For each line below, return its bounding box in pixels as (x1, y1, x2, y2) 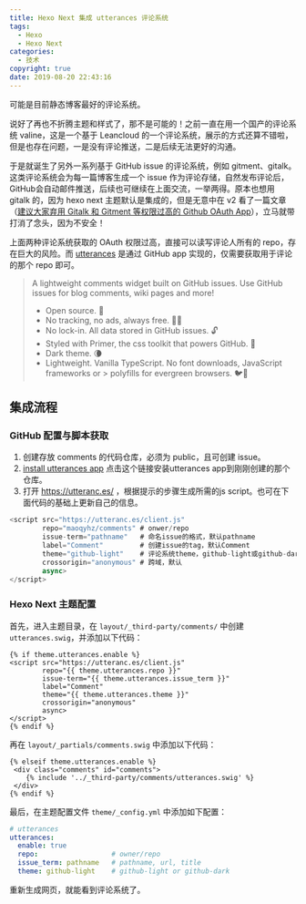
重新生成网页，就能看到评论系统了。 (9, 884, 146, 895)
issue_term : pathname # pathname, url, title (17, 858, 202, 868)
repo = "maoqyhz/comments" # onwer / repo (42, 524, 189, 533)
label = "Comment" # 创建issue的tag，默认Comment (42, 541, 250, 550)
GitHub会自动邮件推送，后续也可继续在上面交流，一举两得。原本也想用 (9, 183, 275, 194)
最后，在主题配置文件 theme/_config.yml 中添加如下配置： (9, 806, 228, 817)
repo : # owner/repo (17, 849, 161, 859)
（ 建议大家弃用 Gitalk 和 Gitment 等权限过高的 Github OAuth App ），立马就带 (9, 206, 296, 217)
